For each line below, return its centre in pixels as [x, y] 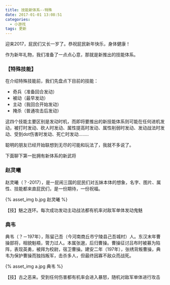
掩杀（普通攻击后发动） [37, 111]
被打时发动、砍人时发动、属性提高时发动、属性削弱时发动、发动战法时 [87, 128]
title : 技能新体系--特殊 [29, 10]
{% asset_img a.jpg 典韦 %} [34, 266]
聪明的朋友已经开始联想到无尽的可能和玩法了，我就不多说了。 [70, 145]
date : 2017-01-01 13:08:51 [34, 15]
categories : [18, 19]
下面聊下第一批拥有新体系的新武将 [41, 156]
